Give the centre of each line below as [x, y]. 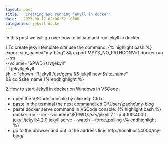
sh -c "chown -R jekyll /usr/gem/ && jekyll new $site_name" [67, 74]
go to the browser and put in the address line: [59, 131]
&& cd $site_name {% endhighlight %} [45, 79]
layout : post [19, 10]
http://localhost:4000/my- [134, 131]
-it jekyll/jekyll [20, 69]
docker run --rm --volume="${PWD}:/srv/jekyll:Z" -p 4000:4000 [79, 115]
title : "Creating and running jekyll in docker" [58, 14]
